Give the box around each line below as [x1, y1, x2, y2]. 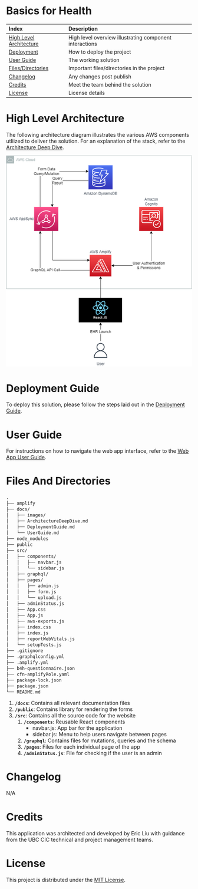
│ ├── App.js [6, 613, 44, 618]
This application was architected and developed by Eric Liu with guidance [6, 830, 185, 837]
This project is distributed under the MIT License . [6, 877, 126, 883]
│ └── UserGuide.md [6, 530, 60, 536]
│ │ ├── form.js [6, 589, 57, 595]
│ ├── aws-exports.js [6, 618, 65, 624]
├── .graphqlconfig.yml [6, 654, 65, 660]
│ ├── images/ [6, 512, 46, 518]
